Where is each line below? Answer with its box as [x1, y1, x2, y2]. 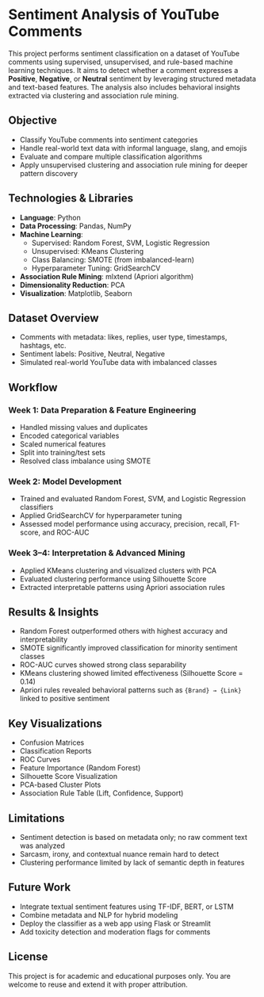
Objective [8, 113, 58, 128]
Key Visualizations [8, 716, 103, 730]
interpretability [19, 635, 68, 644]
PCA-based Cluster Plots [19, 780, 101, 790]
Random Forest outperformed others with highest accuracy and [19, 627, 228, 636]
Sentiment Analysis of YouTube [8, 6, 220, 24]
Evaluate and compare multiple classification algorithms [19, 151, 203, 161]
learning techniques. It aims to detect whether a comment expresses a [8, 65, 239, 75]
